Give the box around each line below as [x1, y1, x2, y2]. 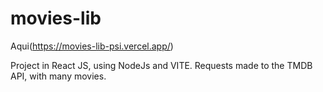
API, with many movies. [10, 70, 107, 82]
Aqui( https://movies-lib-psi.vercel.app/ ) [10, 40, 174, 52]
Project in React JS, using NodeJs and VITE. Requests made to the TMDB [10, 59, 313, 71]
